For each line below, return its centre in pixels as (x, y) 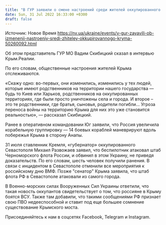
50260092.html (21, 44)
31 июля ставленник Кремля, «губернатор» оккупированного (70, 145)
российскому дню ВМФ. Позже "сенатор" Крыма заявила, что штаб (77, 171)
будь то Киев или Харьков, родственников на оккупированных (72, 94)
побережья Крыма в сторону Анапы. (44, 135)
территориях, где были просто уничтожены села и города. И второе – (79, 99)
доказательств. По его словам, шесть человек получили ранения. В (77, 161)
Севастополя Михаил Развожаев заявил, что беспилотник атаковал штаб (83, 150)
